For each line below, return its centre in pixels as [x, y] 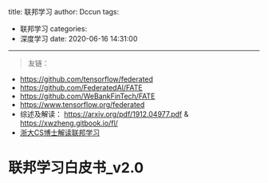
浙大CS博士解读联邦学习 [60, 133]
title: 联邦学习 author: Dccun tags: [64, 12]
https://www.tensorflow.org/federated [82, 105]
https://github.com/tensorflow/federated [87, 79]
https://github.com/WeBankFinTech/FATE [87, 96]
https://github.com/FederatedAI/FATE [81, 88]
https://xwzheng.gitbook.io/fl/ [69, 123]
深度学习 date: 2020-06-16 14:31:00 [79, 39]
